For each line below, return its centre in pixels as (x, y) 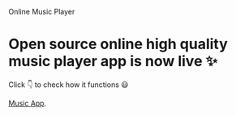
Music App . (28, 103)
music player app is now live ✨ (113, 62)
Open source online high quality (118, 44)
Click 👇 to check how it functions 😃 (69, 85)
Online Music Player (42, 12)
